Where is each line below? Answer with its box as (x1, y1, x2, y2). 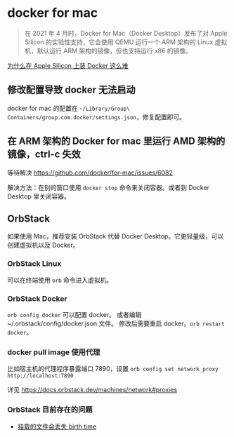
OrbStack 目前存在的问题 (7, 405, 93, 415)
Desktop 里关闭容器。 (7, 191, 70, 201)
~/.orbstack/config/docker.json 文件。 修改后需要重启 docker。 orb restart (7, 319, 225, 328)
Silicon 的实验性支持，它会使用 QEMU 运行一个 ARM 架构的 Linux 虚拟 (24, 37, 228, 46)
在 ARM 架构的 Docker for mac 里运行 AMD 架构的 (7, 135, 226, 147)
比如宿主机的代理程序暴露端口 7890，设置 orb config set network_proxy (7, 365, 219, 373)
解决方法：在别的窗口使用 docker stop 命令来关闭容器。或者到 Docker (7, 183, 209, 191)
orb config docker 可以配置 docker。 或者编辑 (7, 310, 142, 318)
